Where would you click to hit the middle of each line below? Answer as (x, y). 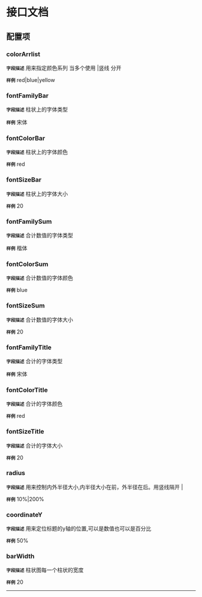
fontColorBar (26, 138)
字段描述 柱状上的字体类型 (37, 110)
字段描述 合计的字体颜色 (35, 404)
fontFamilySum (29, 221)
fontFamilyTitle (29, 347)
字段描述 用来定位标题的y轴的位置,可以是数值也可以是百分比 (79, 529)
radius (16, 473)
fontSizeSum (26, 306)
